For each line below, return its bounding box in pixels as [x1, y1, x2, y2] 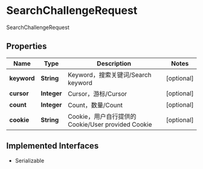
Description [96, 59, 132, 67]
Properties [6, 41, 47, 51]
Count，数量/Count [68, 101, 123, 109]
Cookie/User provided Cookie [68, 120, 152, 128]
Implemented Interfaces [6, 141, 99, 151]
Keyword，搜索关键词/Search [68, 70, 152, 79]
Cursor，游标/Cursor [68, 89, 127, 98]
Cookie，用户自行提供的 [68, 112, 137, 121]
